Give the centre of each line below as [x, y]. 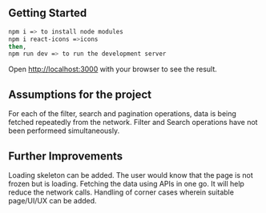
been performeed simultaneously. [64, 131]
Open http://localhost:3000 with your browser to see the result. [113, 69]
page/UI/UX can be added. [53, 200]
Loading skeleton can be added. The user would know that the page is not [131, 175]
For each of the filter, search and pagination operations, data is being [122, 114]
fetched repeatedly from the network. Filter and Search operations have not [133, 123]
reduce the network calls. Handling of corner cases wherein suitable [121, 192]
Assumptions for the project [80, 94]
